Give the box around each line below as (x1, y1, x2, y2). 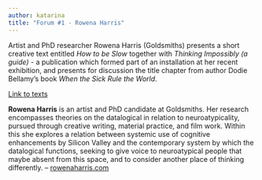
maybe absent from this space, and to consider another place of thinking (8, 154, 245, 163)
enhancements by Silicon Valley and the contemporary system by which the (8, 138, 254, 147)
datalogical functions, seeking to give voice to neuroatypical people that (8, 146, 242, 156)
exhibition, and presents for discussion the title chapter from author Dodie (8, 65, 248, 75)
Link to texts (8, 89, 49, 98)
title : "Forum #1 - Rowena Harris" (8, 19, 125, 27)
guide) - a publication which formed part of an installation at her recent (8, 57, 238, 67)
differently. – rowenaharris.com (8, 163, 109, 172)
